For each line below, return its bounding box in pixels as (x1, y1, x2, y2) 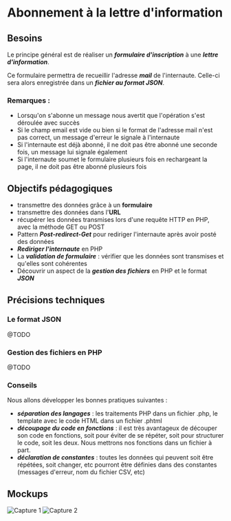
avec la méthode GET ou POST (16, 223, 105, 232)
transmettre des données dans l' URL (16, 208, 122, 216)
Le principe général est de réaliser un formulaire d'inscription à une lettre (7, 50, 219, 59)
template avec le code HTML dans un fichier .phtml (16, 417, 163, 425)
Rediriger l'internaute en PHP (16, 245, 103, 253)
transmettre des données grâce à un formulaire (16, 201, 153, 210)
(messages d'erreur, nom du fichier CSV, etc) (16, 468, 146, 476)
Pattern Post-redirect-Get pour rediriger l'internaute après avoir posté (16, 230, 217, 238)
